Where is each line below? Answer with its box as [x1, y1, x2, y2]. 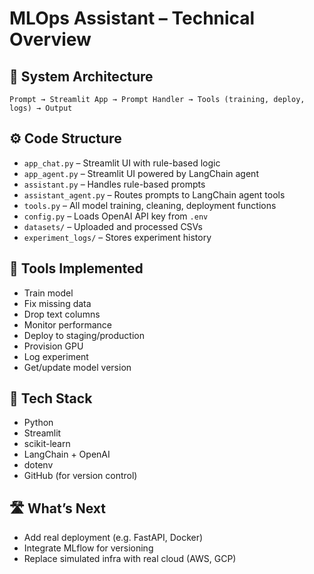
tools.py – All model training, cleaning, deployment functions [23, 199, 277, 211]
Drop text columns [23, 308, 101, 320]
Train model [23, 287, 74, 299]
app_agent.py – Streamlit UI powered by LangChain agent [23, 167, 259, 179]
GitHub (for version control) [23, 470, 138, 482]
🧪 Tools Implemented [9, 260, 144, 277]
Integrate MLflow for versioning [23, 542, 154, 554]
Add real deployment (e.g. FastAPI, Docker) [23, 532, 204, 544]
